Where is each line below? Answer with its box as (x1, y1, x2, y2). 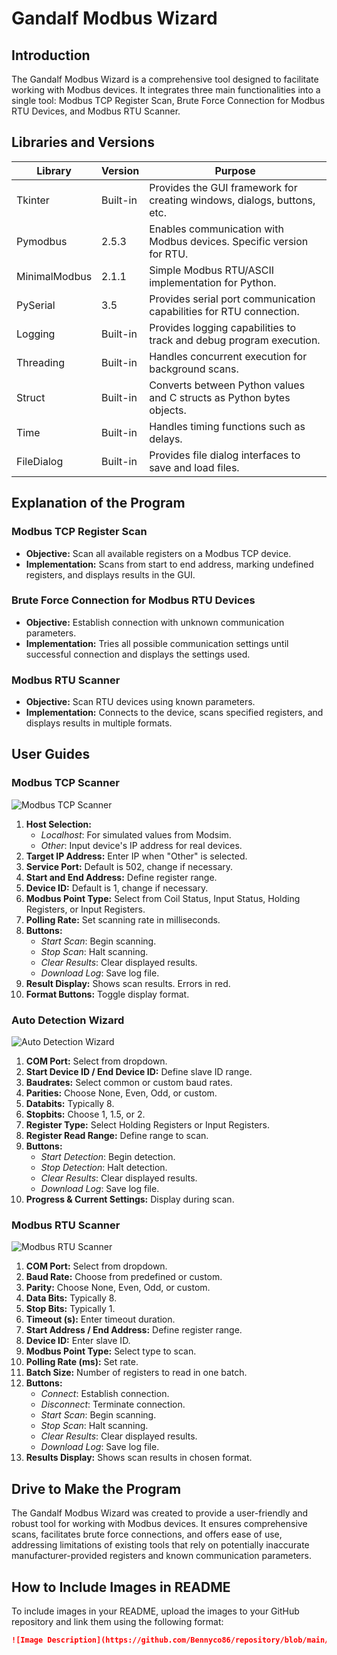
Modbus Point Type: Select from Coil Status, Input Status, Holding (25, 892, 301, 904)
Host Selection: (25, 818, 92, 830)
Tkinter (16, 193, 50, 207)
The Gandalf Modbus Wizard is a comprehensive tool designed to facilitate (11, 73, 319, 85)
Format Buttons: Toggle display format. (25, 988, 190, 1000)
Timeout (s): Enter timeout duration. (25, 1313, 176, 1326)
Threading (16, 355, 65, 369)
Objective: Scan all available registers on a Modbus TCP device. (25, 547, 292, 559)
